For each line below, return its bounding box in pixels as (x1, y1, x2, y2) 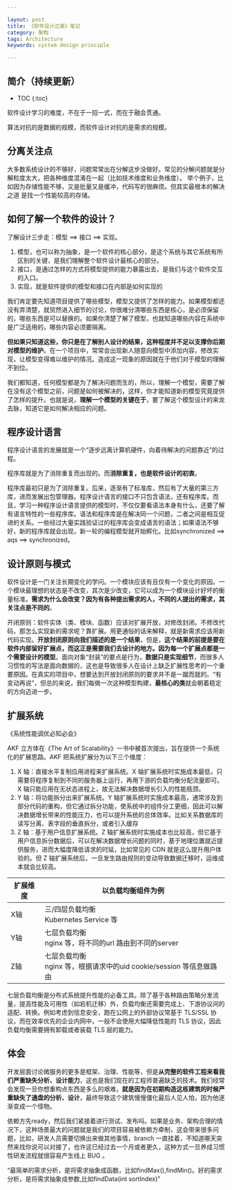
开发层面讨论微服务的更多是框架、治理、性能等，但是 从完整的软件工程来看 (7, 1067, 219, 1076)
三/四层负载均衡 (44, 904, 96, 914)
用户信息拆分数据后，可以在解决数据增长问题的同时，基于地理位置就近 (17, 836, 217, 845)
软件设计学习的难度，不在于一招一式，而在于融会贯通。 (7, 108, 164, 116)
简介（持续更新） (7, 75, 80, 87)
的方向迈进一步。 (7, 688, 56, 696)
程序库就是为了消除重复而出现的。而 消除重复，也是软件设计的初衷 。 (7, 469, 201, 477)
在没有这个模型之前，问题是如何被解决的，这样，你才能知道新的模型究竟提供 (7, 387, 225, 395)
